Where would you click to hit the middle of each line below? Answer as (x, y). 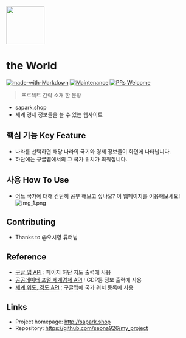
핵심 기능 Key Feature (46, 136)
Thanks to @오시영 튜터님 (46, 238)
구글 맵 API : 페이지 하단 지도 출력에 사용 (63, 272)
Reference (26, 257)
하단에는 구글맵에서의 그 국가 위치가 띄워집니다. (71, 159)
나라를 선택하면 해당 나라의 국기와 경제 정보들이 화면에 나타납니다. (93, 151)
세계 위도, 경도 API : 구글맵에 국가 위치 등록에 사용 (74, 287)
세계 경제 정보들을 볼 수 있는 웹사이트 (59, 114)
